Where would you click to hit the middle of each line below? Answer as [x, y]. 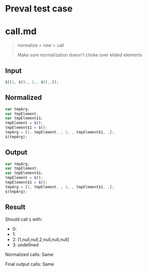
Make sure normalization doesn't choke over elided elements [80, 55]
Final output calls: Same [30, 264]
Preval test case [39, 9]
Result [15, 207]
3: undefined [25, 245]
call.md [21, 32]
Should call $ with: [24, 219]
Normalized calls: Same [29, 254]
